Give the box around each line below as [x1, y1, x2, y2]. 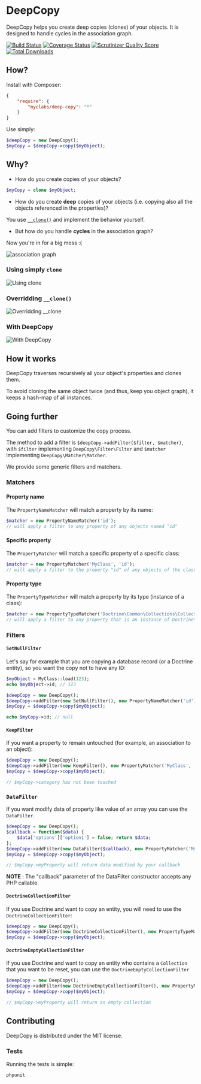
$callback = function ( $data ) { [6, 829, 84, 835]
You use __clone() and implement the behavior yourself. [6, 216, 145, 223]
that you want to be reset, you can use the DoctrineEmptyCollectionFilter [6, 966, 190, 973]
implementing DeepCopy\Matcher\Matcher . [6, 452, 108, 459]
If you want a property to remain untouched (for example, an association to [6, 739, 191, 747]
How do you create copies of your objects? [14, 175, 121, 183]
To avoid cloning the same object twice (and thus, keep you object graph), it [6, 388, 194, 395]
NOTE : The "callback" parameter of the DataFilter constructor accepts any [6, 873, 191, 880]
